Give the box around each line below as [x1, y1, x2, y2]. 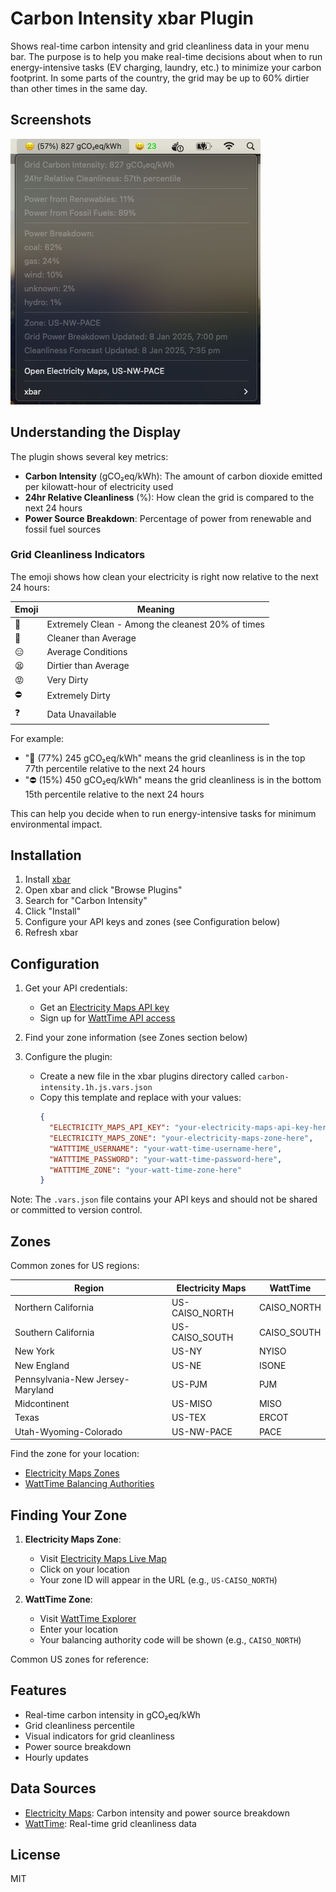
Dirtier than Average [46, 660, 130, 672]
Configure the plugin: [24, 1051, 113, 1063]
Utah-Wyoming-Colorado [14, 1425, 123, 1437]
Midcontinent [14, 1398, 70, 1410]
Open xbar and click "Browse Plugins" [24, 884, 183, 896]
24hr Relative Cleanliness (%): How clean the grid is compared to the [24, 491, 315, 503]
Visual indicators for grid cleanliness [24, 1730, 175, 1742]
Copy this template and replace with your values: [39, 1092, 242, 1104]
